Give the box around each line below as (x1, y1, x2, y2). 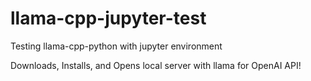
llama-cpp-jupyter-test (10, 7, 207, 30)
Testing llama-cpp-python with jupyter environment (10, 40, 223, 52)
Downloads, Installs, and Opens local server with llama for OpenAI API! (10, 59, 302, 71)
